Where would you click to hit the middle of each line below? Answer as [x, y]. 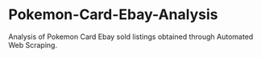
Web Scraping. [33, 44]
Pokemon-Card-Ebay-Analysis [113, 15]
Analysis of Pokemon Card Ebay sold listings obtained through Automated [131, 37]
